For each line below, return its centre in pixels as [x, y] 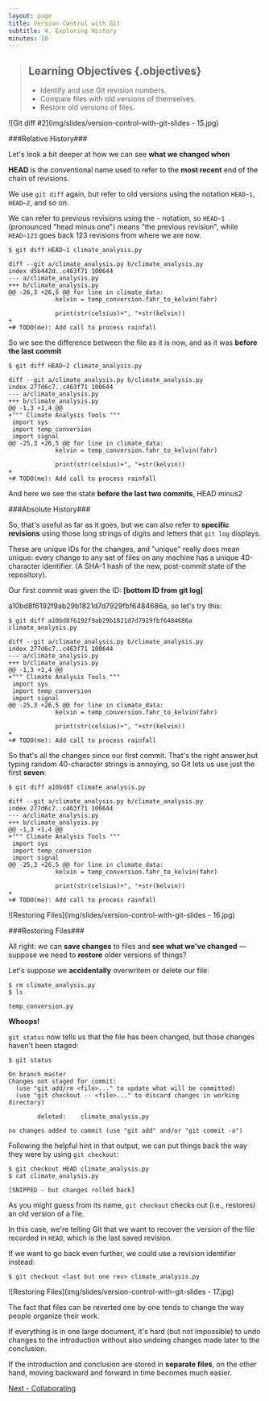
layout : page [30, 16]
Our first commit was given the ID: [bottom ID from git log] [106, 591]
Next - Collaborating [42, 1389]
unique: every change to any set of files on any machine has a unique [124, 557]
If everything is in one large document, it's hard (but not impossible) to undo [134, 1332]
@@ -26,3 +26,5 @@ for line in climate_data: [86, 292]
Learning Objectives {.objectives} [115, 70]
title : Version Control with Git [64, 23]
